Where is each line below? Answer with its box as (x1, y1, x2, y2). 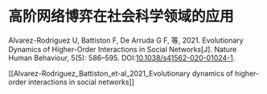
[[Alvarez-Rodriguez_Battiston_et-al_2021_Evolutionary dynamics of (8, 68, 233, 78)
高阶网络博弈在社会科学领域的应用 (8, 7, 235, 26)
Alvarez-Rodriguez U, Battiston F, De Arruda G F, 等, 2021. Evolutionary (8, 35, 244, 45)
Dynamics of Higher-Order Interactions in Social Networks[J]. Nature (8, 44, 237, 54)
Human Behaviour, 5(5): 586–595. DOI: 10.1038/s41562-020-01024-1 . (8, 53, 236, 63)
